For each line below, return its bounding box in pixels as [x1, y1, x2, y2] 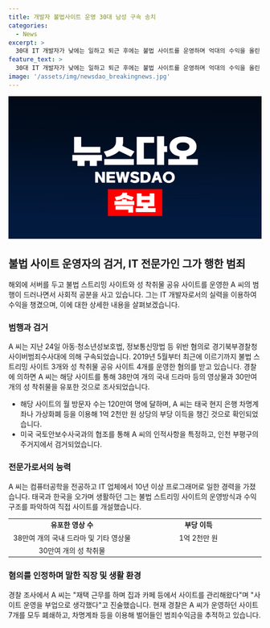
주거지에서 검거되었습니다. [19, 439, 103, 449]
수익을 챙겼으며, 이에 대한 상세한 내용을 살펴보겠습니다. [8, 300, 180, 310]
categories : [8, 21, 48, 30]
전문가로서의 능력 [8, 462, 72, 473]
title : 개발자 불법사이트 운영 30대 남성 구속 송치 [8, 13, 157, 21]
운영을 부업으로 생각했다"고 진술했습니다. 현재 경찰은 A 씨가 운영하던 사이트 [22, 600, 259, 609]
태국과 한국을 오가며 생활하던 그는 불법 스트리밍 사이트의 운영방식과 [31, 492, 243, 501]
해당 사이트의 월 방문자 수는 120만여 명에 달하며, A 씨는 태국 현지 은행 [19, 399, 238, 409]
